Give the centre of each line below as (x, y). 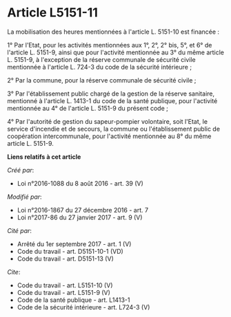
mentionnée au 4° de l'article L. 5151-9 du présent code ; (88, 108)
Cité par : (20, 230)
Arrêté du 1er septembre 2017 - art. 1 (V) (74, 244)
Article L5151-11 (53, 13)
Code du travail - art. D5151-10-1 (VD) (70, 251)
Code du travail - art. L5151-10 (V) (65, 285)
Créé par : (21, 170)
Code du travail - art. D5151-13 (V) (65, 259)
